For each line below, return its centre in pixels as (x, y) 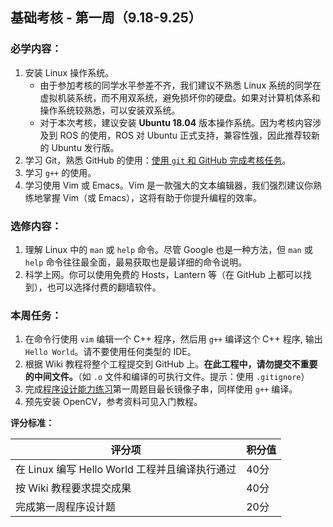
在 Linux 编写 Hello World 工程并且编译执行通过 (126, 470)
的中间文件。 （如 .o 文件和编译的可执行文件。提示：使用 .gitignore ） (167, 377)
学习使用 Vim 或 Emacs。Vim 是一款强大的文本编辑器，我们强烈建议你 (169, 185)
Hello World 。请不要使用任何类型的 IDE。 (110, 352)
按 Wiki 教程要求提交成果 (73, 488)
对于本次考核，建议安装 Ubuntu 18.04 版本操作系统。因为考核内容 (176, 122)
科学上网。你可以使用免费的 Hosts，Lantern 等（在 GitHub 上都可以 (163, 274)
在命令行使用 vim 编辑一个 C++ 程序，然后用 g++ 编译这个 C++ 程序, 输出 (173, 339)
